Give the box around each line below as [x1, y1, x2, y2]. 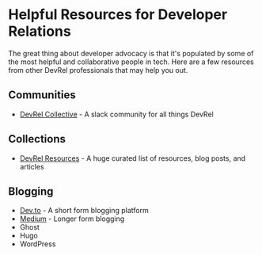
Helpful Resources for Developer [8, 6, 228, 24]
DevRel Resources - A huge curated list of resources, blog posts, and [19, 153, 246, 163]
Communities [8, 89, 77, 102]
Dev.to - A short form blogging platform [19, 206, 149, 215]
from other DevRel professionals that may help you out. [8, 65, 188, 74]
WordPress [19, 239, 56, 249]
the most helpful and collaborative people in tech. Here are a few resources [8, 57, 255, 67]
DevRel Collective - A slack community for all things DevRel [19, 109, 214, 119]
